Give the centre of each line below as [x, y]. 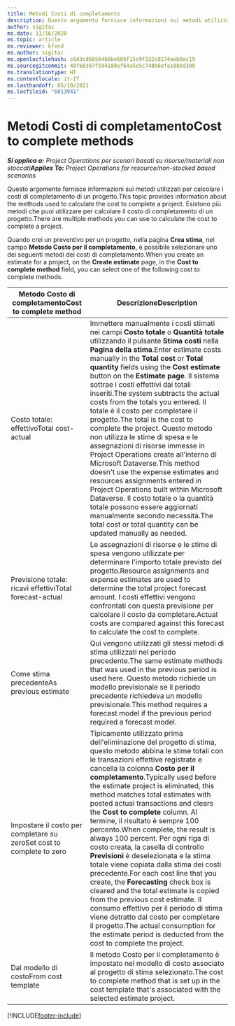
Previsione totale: [39, 580]
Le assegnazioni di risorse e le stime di [154, 545]
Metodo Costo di [47, 294]
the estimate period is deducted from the [157, 934]
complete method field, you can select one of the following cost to [104, 269]
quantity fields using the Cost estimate [155, 367]
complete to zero [38, 852]
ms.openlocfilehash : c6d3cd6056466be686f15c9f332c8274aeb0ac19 [101, 59]
